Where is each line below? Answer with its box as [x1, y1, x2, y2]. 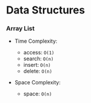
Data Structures [6, 4, 85, 17]
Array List [6, 25, 35, 33]
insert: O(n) [23, 61, 51, 68]
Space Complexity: [14, 79, 60, 86]
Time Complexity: [14, 37, 58, 44]
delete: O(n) [23, 68, 53, 75]
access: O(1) [23, 49, 55, 56]
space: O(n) [23, 90, 52, 97]
